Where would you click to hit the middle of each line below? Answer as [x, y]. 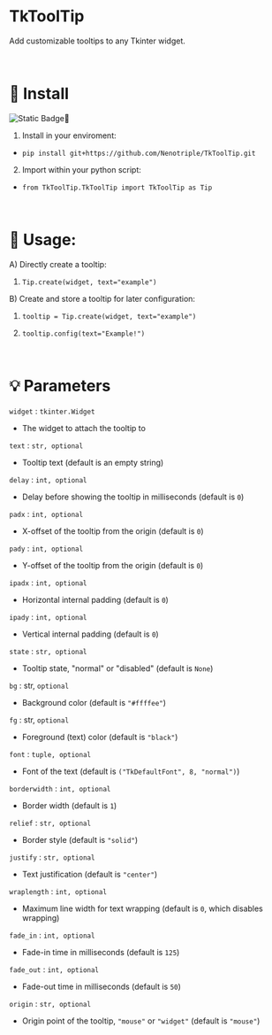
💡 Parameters [60, 386]
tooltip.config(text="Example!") [83, 334]
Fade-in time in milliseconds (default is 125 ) [101, 952]
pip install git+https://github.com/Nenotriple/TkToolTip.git [139, 153]
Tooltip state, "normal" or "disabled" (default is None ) [117, 668]
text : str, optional [46, 445]
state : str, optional [48, 651]
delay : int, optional [48, 479]
